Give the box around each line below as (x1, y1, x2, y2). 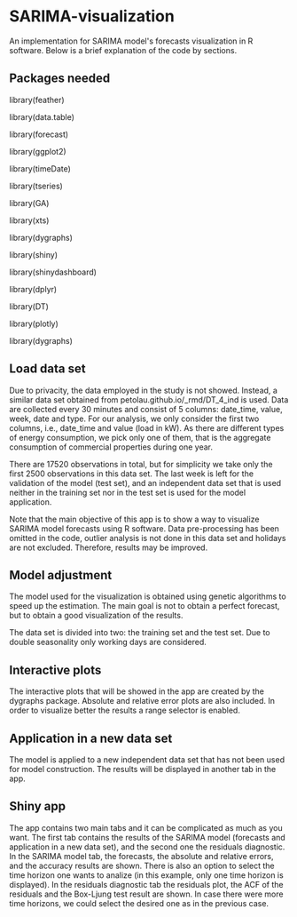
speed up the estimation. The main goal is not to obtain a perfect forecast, (9, 601, 280, 611)
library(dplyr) (9, 283, 58, 294)
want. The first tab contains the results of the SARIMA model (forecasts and (9, 832, 285, 842)
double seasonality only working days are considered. (9, 637, 207, 648)
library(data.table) (9, 111, 75, 122)
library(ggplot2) (9, 146, 66, 156)
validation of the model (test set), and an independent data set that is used (9, 477, 282, 488)
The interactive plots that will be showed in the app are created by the (9, 686, 264, 697)
